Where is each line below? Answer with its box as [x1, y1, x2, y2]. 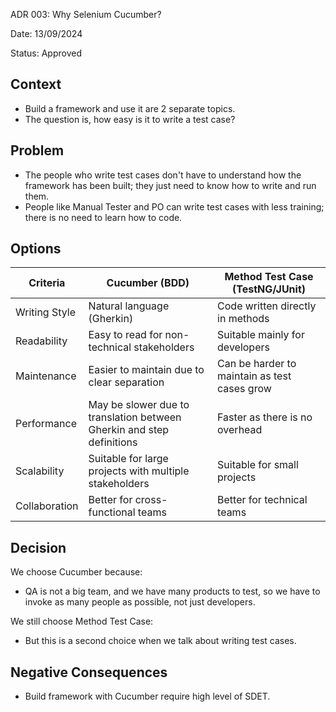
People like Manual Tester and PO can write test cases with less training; [24, 200, 325, 213]
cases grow [217, 382, 272, 396]
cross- [134, 493, 168, 507]
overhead [217, 423, 263, 437]
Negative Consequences [10, 664, 168, 681]
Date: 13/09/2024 [10, 28, 83, 39]
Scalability [15, 464, 65, 478]
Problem [10, 142, 65, 159]
